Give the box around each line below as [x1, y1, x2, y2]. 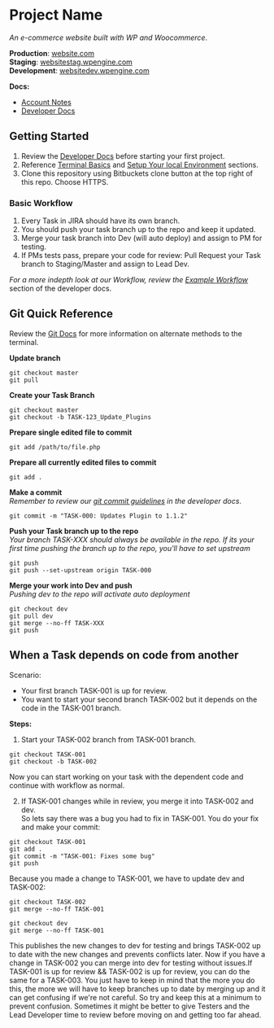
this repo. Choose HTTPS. [20, 177, 109, 186]
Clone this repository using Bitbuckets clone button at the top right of [20, 168, 254, 178]
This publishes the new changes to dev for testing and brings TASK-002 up [9, 940, 261, 950]
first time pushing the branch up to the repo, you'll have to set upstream [9, 543, 250, 553]
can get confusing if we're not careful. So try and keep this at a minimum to [9, 992, 263, 1002]
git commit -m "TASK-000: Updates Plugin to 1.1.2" [9, 511, 188, 520]
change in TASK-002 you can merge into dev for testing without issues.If [9, 958, 253, 968]
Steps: [9, 719, 32, 728]
